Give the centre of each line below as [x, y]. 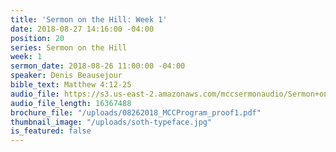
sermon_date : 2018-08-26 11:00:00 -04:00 [98, 66]
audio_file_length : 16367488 [71, 103]
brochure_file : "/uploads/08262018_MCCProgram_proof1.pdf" [136, 112]
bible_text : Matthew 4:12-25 [71, 85]
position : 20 [37, 38]
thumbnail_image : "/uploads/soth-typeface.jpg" [111, 122]
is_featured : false [51, 131]
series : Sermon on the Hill [69, 47]
